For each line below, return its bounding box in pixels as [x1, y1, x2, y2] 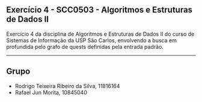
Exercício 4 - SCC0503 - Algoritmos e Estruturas [6, 5, 193, 15]
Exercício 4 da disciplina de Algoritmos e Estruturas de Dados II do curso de [6, 30, 195, 37]
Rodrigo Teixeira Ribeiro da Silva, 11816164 [14, 82, 120, 89]
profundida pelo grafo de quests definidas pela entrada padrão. [6, 43, 164, 50]
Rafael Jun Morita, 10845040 [14, 89, 87, 96]
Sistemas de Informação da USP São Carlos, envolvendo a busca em [6, 36, 177, 44]
